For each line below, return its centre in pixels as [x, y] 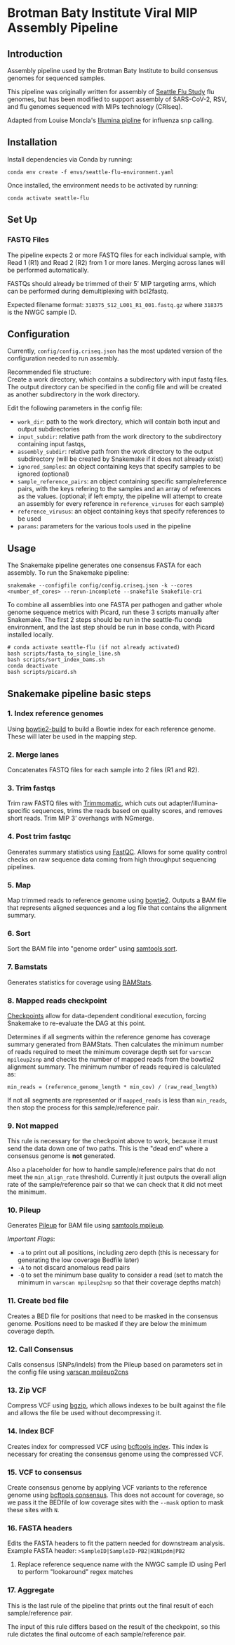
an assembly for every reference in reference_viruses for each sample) [121, 504]
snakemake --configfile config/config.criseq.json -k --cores [100, 586]
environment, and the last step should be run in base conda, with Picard [111, 628]
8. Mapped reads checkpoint [57, 1001]
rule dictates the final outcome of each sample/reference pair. [96, 1634]
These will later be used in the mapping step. [72, 736]
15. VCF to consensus [45, 1472]
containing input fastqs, [52, 444]
